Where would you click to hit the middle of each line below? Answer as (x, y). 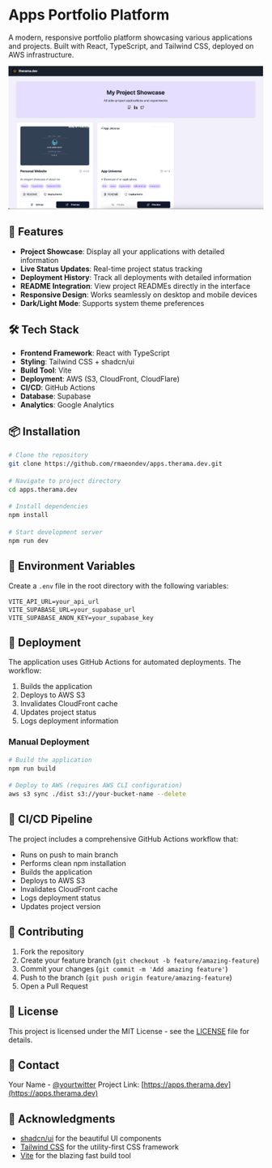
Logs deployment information (69, 721)
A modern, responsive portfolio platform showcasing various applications (130, 37)
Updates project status (58, 713)
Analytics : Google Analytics (67, 405)
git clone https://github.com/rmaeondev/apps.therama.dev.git (115, 464)
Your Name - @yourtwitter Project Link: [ (76, 1084)
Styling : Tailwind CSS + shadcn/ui (77, 362)
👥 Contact (34, 1065)
